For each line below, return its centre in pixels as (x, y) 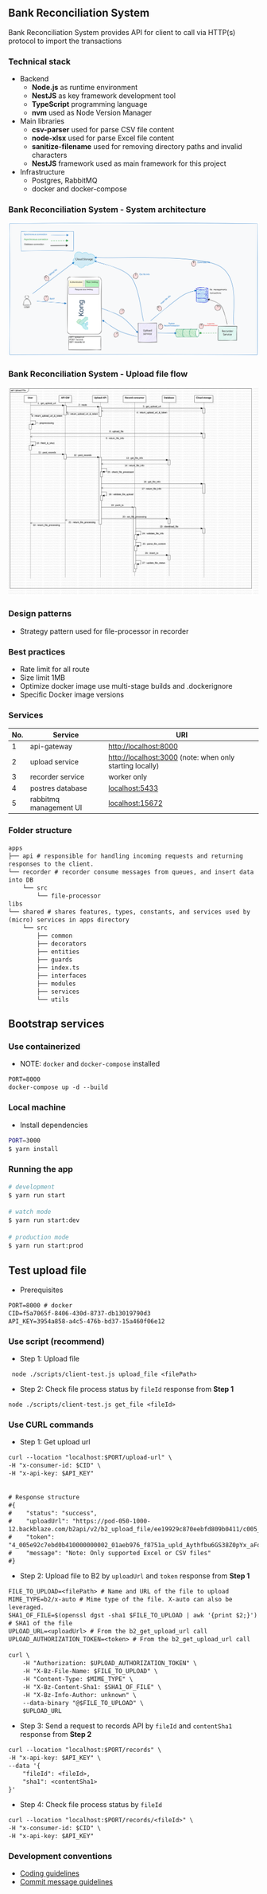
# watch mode (30, 1212)
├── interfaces (62, 976)
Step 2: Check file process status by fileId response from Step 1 (127, 1389)
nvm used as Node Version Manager (92, 113)
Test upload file (48, 1271)
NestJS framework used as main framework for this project (129, 163)
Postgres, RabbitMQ (64, 181)
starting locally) (134, 766)
